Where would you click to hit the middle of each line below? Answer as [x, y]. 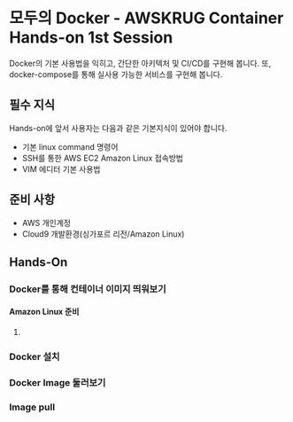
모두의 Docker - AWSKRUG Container [146, 18]
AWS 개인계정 [46, 223]
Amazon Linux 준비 [44, 312]
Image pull [32, 407]
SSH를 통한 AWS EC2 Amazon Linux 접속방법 [103, 158]
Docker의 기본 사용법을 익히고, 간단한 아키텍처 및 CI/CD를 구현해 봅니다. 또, [140, 63]
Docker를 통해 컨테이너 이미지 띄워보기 [88, 289]
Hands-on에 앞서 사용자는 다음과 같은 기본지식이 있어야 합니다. [118, 128]
